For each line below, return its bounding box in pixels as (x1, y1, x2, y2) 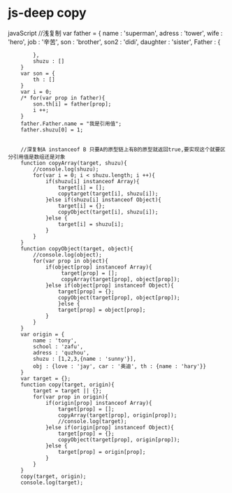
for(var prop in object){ (33, 257, 109, 264)
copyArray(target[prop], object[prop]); (61, 276, 180, 283)
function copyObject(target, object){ (20, 245, 133, 252)
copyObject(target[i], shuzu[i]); (57, 208, 159, 215)
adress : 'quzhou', (33, 349, 90, 356)
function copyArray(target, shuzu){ (20, 159, 128, 166)
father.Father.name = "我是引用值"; (20, 120, 122, 127)
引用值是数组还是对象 (13, 153, 66, 160)
